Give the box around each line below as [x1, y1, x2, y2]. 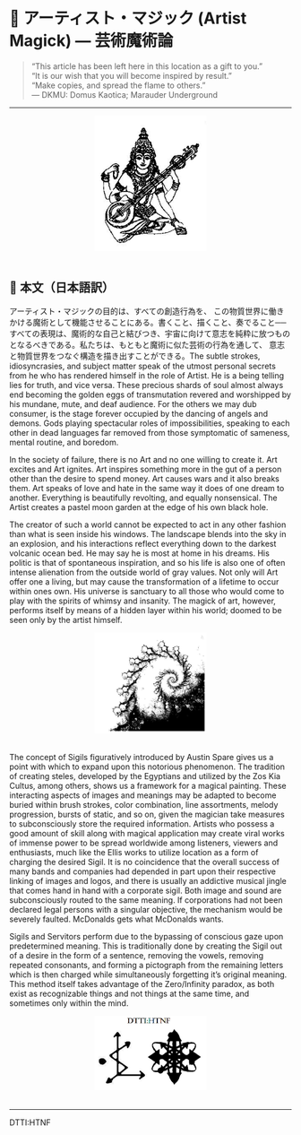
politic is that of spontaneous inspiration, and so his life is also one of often [9, 557, 286, 567]
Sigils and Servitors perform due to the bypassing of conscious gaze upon [9, 931, 284, 941]
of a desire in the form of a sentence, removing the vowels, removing [9, 949, 264, 960]
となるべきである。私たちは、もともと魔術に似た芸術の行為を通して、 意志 [9, 339, 285, 350]
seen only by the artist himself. [9, 614, 123, 625]
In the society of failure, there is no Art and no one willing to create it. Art [9, 454, 278, 464]
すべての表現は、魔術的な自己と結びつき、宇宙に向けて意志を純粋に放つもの [9, 328, 291, 339]
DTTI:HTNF [9, 1117, 51, 1128]
